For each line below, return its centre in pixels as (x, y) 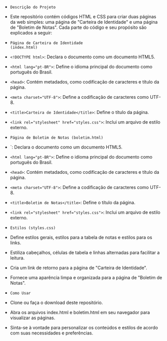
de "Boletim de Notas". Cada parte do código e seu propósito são (78, 27)
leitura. (17, 258)
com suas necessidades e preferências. (52, 333)
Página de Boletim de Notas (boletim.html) (57, 138)
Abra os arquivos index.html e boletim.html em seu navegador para (80, 312)
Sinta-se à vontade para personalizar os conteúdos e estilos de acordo (84, 328)
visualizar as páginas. (33, 318)
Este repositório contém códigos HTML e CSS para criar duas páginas (83, 16)
